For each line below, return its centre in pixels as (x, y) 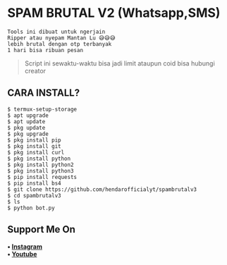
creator (35, 70)
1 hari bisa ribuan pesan (45, 50)
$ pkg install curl (36, 152)
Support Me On (42, 229)
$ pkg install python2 (41, 165)
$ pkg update (26, 128)
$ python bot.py (31, 208)
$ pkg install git (34, 146)
